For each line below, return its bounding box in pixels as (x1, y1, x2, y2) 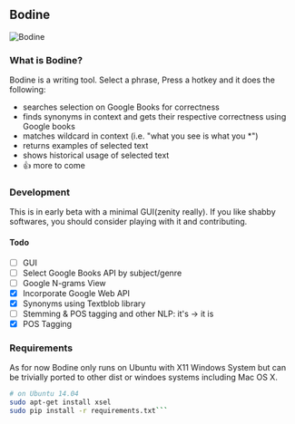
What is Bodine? (9, 53, 84, 66)
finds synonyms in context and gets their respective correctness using (22, 111, 287, 122)
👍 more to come (22, 160, 86, 171)
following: (9, 84, 46, 95)
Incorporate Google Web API (22, 287, 130, 298)
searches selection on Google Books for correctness (22, 101, 220, 112)
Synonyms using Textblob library (22, 298, 146, 309)
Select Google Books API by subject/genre (22, 267, 182, 278)
